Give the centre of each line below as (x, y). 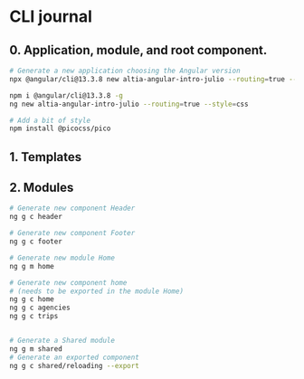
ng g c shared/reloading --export (75, 365)
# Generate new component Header (72, 208)
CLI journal (51, 17)
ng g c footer (36, 242)
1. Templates (46, 157)
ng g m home (32, 266)
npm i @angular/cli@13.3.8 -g (66, 95)
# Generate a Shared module (62, 341)
